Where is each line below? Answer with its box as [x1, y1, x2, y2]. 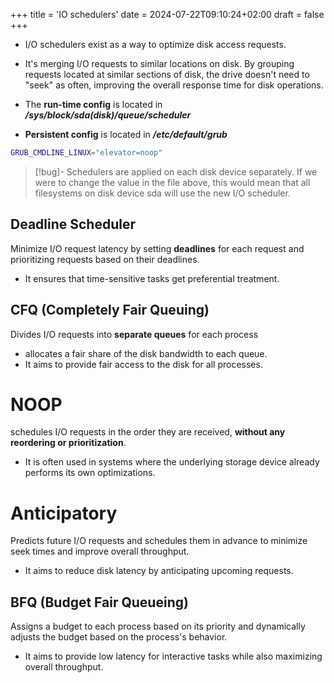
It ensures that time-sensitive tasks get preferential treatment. [24, 272, 280, 284]
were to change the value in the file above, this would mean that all [34, 176, 311, 188]
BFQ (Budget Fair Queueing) [10, 594, 189, 611]
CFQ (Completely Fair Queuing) [10, 302, 210, 319]
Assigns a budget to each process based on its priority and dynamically [10, 620, 306, 633]
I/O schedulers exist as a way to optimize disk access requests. [24, 39, 287, 50]
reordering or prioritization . [10, 437, 127, 449]
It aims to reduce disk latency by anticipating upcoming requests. [24, 565, 294, 577]
